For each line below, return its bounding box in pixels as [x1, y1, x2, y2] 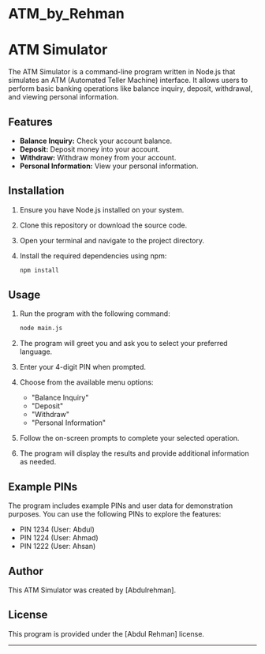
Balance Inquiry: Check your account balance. [19, 136, 173, 145]
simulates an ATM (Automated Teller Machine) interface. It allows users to [8, 76, 248, 85]
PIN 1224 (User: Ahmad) [19, 533, 99, 543]
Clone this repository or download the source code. [19, 220, 188, 230]
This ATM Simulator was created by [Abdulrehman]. [8, 585, 176, 595]
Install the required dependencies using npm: [19, 250, 167, 261]
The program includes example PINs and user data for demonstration [8, 501, 233, 510]
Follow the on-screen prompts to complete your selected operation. [19, 434, 240, 443]
